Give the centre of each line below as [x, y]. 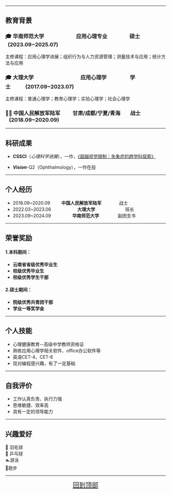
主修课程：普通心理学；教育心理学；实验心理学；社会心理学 [68, 98]
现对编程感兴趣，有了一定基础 [44, 363]
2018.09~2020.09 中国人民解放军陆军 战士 [70, 203]
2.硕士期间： [19, 290]
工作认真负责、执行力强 [37, 399]
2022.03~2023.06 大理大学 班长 [73, 209]
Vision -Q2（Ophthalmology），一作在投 [54, 167]
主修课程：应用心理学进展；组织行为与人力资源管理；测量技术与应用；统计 [83, 56]
